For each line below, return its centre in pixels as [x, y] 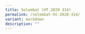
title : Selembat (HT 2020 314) [38, 10]
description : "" [22, 24]
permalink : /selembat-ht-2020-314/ [43, 14]
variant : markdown [25, 19]
